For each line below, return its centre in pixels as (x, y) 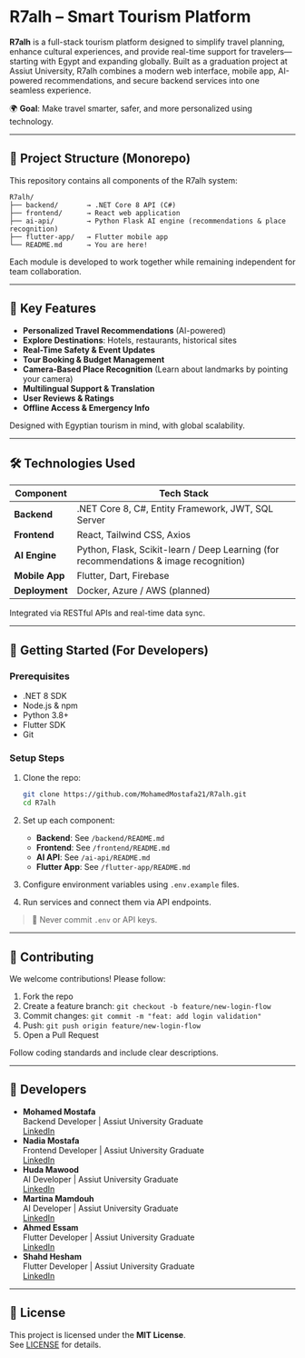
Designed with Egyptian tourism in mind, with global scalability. (127, 425)
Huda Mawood (51, 1169)
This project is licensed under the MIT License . (98, 1334)
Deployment (41, 591)
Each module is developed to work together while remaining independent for (152, 262)
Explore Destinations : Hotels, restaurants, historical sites (130, 340)
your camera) (48, 378)
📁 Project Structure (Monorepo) (100, 159)
